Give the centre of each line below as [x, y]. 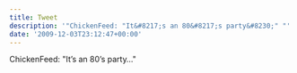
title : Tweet [34, 17]
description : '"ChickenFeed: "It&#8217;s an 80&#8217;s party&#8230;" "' [150, 26]
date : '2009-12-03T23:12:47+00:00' [76, 34]
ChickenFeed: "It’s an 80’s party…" [73, 60]
